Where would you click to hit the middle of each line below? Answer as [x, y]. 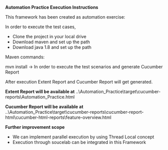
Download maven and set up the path [51, 42]
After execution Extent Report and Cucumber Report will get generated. [79, 82]
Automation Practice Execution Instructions [52, 7]
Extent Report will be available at [40, 92]
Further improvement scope [35, 127]
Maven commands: [25, 57]
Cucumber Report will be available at [44, 107]
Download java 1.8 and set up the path [52, 47]
